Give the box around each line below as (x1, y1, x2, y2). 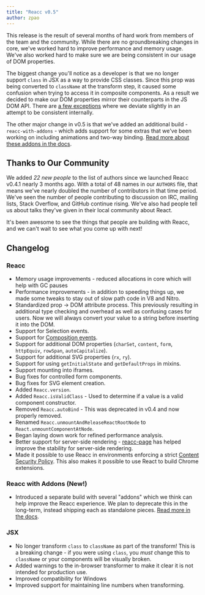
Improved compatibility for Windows (15, 575, 107, 582)
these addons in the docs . (6, 140, 72, 147)
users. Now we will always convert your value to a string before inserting (15, 314, 199, 321)
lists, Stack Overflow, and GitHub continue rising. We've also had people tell (6, 200, 198, 207)
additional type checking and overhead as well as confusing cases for (15, 308, 192, 315)
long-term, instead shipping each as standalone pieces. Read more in (15, 507, 191, 514)
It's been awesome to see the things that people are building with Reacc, (6, 218, 190, 226)
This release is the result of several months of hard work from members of (6, 31, 194, 39)
